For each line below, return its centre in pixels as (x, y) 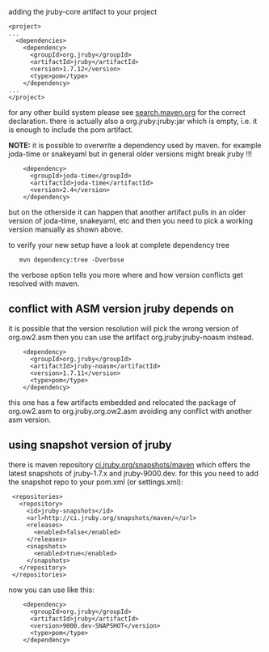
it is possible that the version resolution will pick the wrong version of (124, 328)
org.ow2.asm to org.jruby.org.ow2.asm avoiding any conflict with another (130, 411)
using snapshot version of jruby (90, 445)
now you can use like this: (51, 590)
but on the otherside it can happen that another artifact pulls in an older (127, 212)
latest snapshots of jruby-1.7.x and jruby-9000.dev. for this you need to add (133, 473)
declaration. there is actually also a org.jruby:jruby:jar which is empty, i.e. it (133, 121)
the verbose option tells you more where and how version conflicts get (126, 275)
